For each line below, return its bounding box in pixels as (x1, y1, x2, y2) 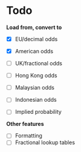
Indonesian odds (15, 96, 57, 104)
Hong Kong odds (15, 72, 57, 79)
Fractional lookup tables (15, 139, 76, 146)
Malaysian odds (15, 84, 54, 91)
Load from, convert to (6, 24, 62, 31)
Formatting (15, 132, 42, 139)
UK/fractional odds (15, 60, 62, 67)
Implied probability (15, 108, 62, 116)
